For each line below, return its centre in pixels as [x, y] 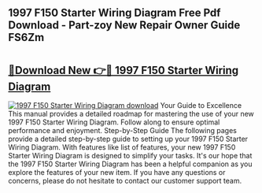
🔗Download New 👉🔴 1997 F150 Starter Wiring [124, 70]
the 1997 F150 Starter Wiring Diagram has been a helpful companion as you [130, 164]
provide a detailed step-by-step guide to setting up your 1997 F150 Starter [128, 139]
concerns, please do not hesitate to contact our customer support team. [125, 181]
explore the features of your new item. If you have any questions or [117, 172]
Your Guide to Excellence [201, 105]
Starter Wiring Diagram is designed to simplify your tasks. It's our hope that [130, 156]
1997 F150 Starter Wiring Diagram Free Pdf [114, 13]
